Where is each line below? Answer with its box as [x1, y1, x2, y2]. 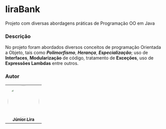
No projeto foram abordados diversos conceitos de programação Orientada [5, 44, 161, 50]
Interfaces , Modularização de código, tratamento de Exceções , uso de [5, 55, 154, 61]
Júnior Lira [12, 117, 35, 122]
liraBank [5, 4, 40, 15]
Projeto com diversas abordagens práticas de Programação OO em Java [5, 20, 155, 26]
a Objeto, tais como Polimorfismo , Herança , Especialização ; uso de [5, 49, 148, 56]
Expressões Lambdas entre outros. [5, 60, 79, 67]
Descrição [5, 33, 31, 40]
